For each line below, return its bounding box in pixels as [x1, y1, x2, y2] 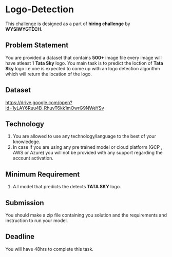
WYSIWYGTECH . [5, 26, 43, 32]
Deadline [5, 232, 35, 241]
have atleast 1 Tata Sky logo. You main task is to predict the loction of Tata [5, 60, 163, 66]
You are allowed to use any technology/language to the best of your [12, 133, 157, 140]
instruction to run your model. [5, 218, 68, 224]
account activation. [12, 155, 54, 161]
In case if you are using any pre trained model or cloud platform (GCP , [12, 144, 163, 150]
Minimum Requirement [5, 170, 80, 179]
